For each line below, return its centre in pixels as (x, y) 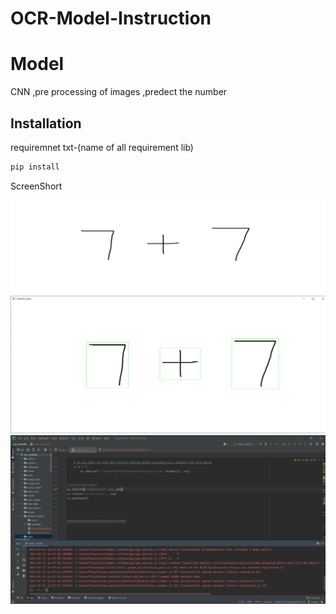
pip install (35, 167)
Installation (46, 123)
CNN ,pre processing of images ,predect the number (119, 92)
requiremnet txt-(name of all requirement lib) (102, 147)
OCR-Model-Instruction (111, 18)
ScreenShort (36, 186)
